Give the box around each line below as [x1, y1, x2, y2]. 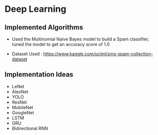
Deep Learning [4, 3, 66, 15]
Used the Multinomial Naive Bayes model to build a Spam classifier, [11, 36, 150, 42]
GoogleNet [11, 109, 34, 115]
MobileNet [11, 104, 33, 110]
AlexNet [11, 89, 28, 95]
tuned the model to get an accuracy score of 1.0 [11, 41, 110, 47]
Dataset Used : [11, 51, 43, 57]
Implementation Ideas [4, 70, 74, 79]
